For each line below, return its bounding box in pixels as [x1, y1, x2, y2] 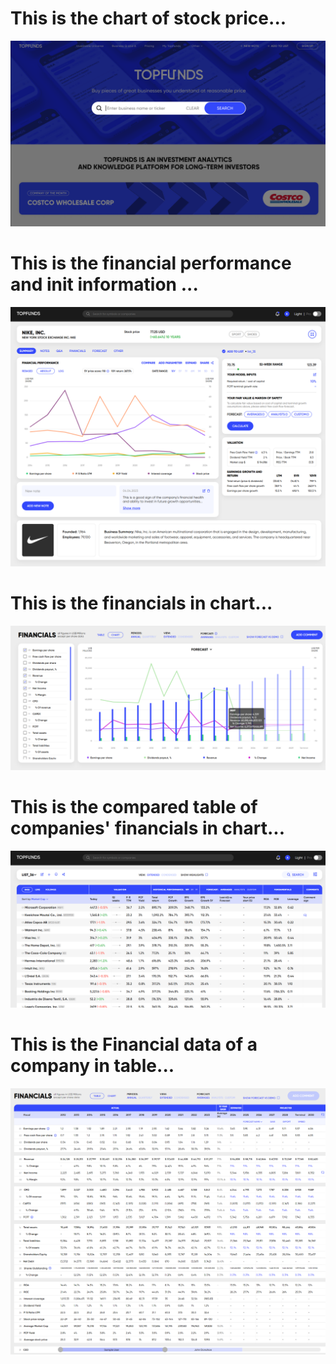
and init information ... [10, 273, 199, 296]
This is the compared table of [10, 796, 258, 819]
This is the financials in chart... [10, 592, 273, 614]
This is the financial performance [10, 252, 292, 275]
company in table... [10, 1054, 175, 1077]
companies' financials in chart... [10, 817, 286, 840]
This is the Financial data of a [10, 1033, 258, 1056]
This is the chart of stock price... [10, 7, 287, 30]
